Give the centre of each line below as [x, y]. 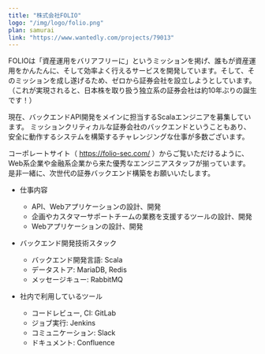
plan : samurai [32, 30]
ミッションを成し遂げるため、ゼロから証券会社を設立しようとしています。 [135, 80]
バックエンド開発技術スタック [68, 243]
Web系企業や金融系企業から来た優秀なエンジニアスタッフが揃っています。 [129, 163]
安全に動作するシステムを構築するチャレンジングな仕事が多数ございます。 [129, 137]
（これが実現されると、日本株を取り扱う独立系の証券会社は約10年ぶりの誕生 [132, 91]
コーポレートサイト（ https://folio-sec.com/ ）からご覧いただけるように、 [129, 154]
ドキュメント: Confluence [73, 343]
